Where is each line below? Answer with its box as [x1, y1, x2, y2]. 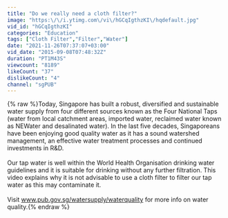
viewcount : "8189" [7, 62, 60, 69]
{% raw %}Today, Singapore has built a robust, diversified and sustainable [7, 100, 219, 108]
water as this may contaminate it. [7, 181, 102, 189]
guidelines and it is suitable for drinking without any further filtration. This [7, 166, 216, 174]
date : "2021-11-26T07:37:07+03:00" [7, 42, 110, 49]
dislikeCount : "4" [7, 74, 60, 82]
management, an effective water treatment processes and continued [7, 136, 202, 145]
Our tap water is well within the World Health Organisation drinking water [7, 158, 215, 167]
